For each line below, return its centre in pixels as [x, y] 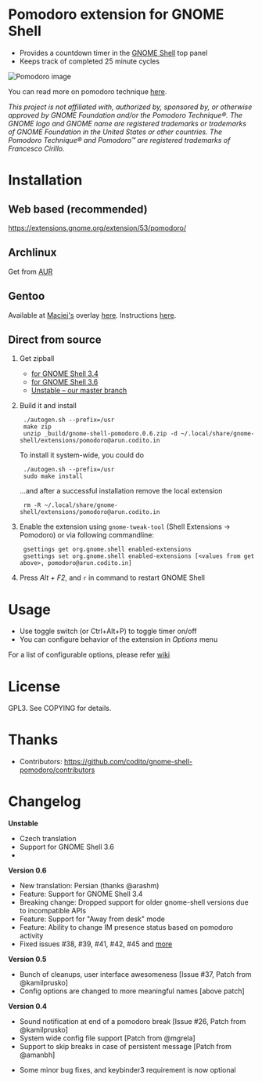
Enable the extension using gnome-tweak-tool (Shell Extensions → [125, 526]
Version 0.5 [27, 960]
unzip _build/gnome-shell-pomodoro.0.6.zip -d [100, 434]
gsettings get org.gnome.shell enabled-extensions [107, 550]
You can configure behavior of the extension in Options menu [118, 639]
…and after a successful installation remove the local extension [121, 491]
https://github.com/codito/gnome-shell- [128, 762]
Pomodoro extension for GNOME [116, 15]
